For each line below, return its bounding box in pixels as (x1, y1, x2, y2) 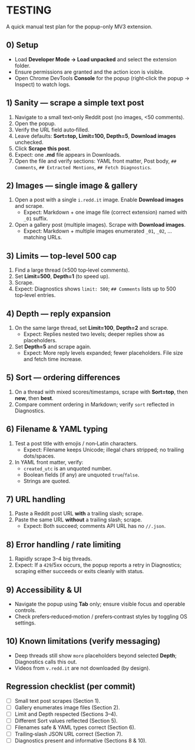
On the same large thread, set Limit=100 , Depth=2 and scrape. (14, 325, 169, 331)
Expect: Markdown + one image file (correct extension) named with (23, 209, 187, 216)
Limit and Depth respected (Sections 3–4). (14, 711, 118, 718)
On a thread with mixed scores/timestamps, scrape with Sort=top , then (14, 388, 189, 395)
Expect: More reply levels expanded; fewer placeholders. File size (23, 349, 183, 356)
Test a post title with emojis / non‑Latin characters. (14, 440, 138, 447)
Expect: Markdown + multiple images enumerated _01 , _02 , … (23, 227, 173, 234)
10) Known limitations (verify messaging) (6, 636, 161, 646)
